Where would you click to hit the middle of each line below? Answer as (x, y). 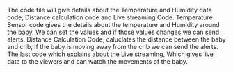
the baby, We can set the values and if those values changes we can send (113, 32)
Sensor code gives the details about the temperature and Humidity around (114, 25)
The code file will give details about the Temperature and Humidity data (110, 10)
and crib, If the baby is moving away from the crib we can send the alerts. (113, 47)
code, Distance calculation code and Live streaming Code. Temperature (110, 17)
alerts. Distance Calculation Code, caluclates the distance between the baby (116, 39)
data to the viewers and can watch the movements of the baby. (97, 61)
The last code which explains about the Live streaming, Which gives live (110, 54)
